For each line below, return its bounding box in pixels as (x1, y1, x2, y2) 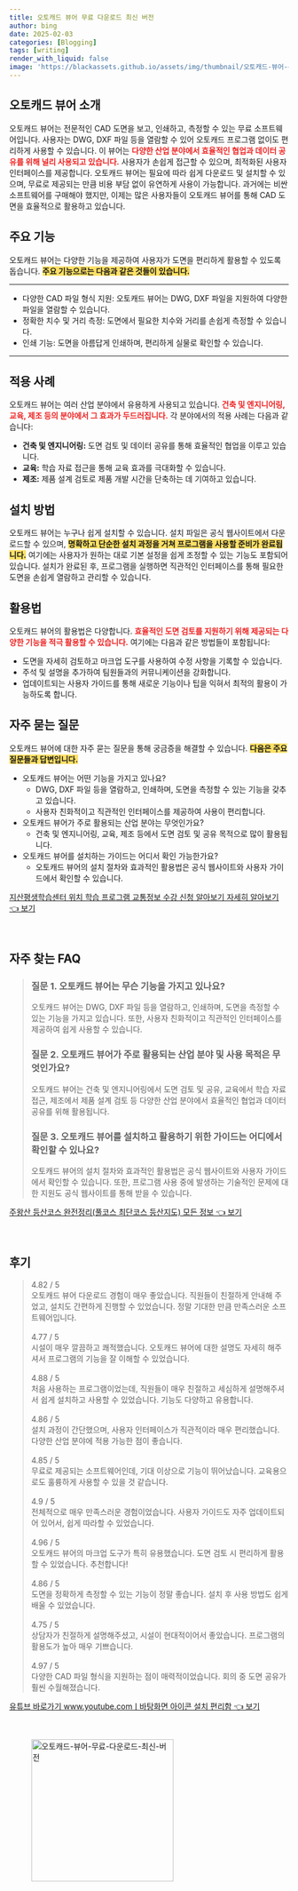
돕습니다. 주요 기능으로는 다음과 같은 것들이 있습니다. (9, 266, 191, 276)
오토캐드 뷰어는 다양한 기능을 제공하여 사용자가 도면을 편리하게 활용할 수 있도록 (9, 254, 282, 265)
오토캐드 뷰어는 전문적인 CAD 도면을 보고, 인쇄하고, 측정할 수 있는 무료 (9, 123, 253, 133)
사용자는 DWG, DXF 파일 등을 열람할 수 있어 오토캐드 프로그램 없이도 (42, 134, 279, 145)
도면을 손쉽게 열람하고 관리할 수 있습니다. (9, 572, 152, 583)
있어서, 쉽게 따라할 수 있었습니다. (40, 1517, 154, 1528)
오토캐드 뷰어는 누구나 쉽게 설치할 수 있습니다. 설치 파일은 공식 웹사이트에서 (9, 528, 270, 539)
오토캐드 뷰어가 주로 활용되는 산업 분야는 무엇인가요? (21, 817, 204, 827)
